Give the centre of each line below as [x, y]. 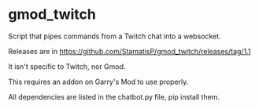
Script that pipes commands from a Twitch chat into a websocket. [115, 36]
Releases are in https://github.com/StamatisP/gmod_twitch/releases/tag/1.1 [129, 51]
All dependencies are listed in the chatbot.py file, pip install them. [114, 96]
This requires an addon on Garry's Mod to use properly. [98, 82]
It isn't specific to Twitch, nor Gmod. [67, 66]
